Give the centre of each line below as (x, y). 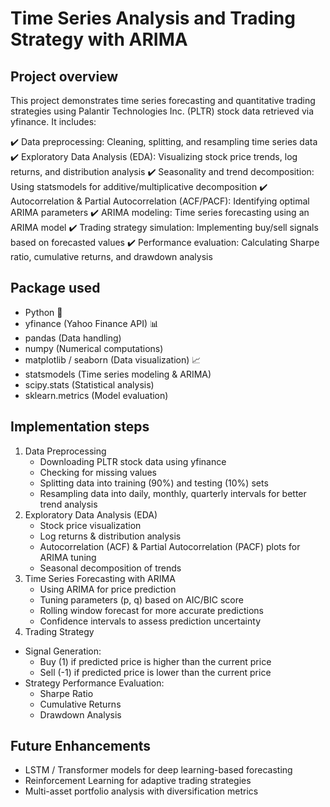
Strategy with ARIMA (99, 39)
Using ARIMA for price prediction (108, 589)
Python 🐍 (43, 312)
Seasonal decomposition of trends (110, 568)
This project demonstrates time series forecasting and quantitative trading (163, 100)
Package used (55, 288)
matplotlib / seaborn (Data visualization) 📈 (113, 359)
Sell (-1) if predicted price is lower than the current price (155, 672)
